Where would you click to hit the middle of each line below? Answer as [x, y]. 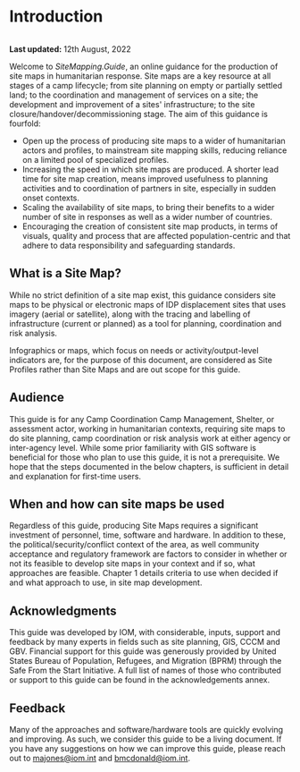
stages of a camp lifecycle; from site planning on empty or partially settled [146, 85]
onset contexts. [51, 198]
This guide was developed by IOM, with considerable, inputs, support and [145, 632]
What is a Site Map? [66, 273]
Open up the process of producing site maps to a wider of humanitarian [154, 140]
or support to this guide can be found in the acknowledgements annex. [140, 680]
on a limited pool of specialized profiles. [96, 159]
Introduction [56, 17]
